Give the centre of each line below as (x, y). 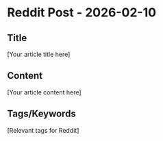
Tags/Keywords (42, 114)
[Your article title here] (39, 54)
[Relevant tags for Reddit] (43, 130)
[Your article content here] (44, 92)
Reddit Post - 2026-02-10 (81, 13)
